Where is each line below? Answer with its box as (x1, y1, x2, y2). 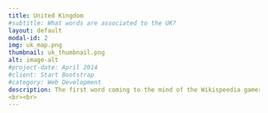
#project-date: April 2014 (8, 64, 98, 72)
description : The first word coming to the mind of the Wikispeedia (8, 85, 241, 94)
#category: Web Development (8, 78, 102, 86)
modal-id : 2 (8, 33, 48, 42)
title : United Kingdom (8, 11, 84, 20)
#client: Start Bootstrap (8, 71, 94, 79)
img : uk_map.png (8, 41, 62, 49)
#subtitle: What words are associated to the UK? (8, 19, 177, 27)
